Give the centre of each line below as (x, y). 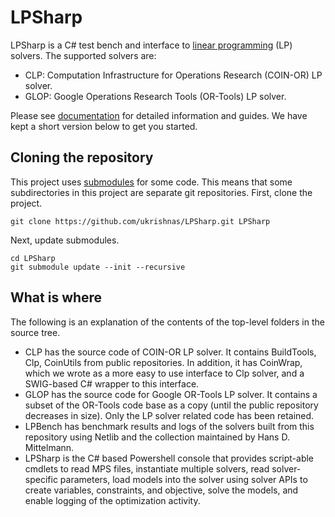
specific (41, 479)
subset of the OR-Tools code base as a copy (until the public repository (171, 405)
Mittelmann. (49, 447)
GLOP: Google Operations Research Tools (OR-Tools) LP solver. (155, 96)
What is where (56, 297)
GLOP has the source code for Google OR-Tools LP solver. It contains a (171, 394)
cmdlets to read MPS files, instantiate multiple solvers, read (147, 468)
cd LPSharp (33, 258)
